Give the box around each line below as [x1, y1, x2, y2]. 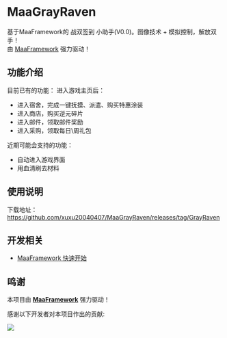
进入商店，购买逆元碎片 [16, 109, 83, 117]
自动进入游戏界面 [16, 155, 66, 164]
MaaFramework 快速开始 [16, 254, 88, 262]
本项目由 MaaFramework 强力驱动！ [7, 296, 111, 304]
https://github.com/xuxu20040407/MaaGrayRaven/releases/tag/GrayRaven [7, 213, 220, 221]
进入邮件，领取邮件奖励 [16, 118, 83, 126]
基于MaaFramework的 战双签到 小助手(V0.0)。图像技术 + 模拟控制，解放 [7, 27, 211, 36]
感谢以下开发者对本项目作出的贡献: [7, 310, 105, 318]
